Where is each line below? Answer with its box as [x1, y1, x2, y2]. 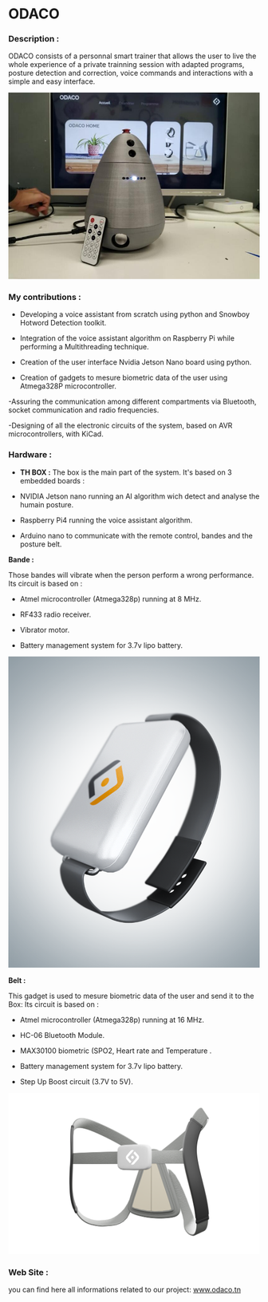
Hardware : [8, 449, 53, 460]
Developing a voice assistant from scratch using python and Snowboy [19, 310, 250, 319]
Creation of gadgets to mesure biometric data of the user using [19, 373, 228, 383]
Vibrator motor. [19, 625, 70, 634]
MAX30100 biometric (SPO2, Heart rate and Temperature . [19, 1046, 212, 1055]
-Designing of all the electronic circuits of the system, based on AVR [8, 420, 233, 431]
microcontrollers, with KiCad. [8, 429, 104, 439]
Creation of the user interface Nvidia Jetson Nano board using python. [19, 357, 252, 367]
